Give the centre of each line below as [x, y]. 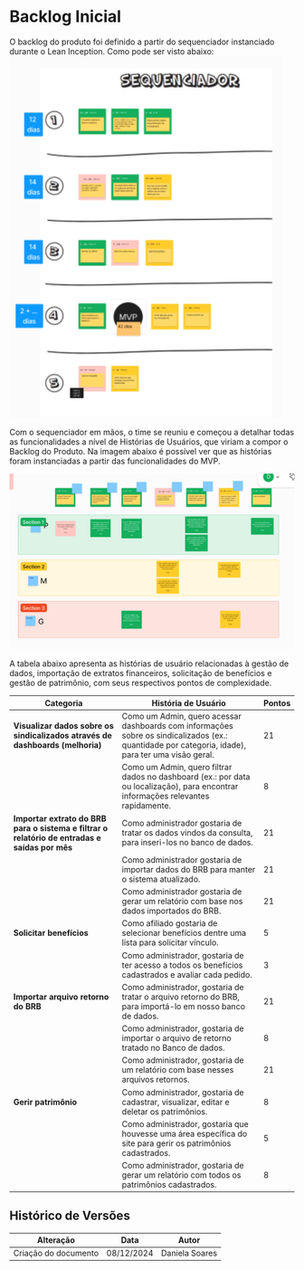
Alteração [56, 1240]
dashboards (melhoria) [57, 745]
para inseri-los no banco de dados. [187, 843]
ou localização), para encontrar [180, 787]
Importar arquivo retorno [61, 997]
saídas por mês [43, 847]
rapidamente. [147, 806]
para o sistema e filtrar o [61, 828]
